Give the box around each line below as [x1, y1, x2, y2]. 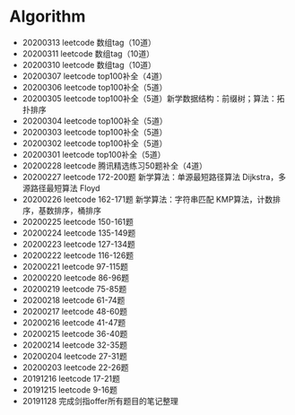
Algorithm [9, 6, 86, 27]
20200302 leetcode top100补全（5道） [22, 137, 168, 149]
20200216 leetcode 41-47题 [22, 316, 126, 328]
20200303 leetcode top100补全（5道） [22, 126, 168, 137]
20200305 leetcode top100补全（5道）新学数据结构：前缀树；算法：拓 [22, 92, 285, 104]
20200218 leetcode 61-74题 [22, 294, 126, 306]
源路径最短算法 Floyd [22, 182, 100, 194]
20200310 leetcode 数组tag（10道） [22, 59, 157, 70]
